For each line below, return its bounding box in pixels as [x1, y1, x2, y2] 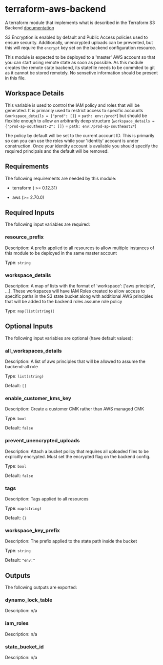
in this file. [5, 75, 26, 81]
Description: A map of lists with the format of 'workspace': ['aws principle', [5, 283, 155, 288]
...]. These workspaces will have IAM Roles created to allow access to [5, 288, 145, 294]
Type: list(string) [5, 373, 44, 379]
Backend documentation [5, 24, 55, 30]
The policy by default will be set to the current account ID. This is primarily [5, 132, 155, 138]
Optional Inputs [5, 322, 53, 331]
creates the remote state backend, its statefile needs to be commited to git [5, 65, 155, 71]
